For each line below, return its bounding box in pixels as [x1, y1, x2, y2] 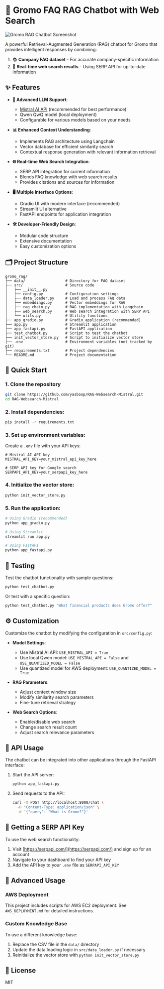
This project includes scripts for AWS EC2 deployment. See [5, 902, 127, 908]
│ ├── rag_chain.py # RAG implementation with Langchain [5, 304, 143, 309]
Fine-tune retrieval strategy [19, 699, 76, 705]
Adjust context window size [19, 689, 77, 695]
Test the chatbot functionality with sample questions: [5, 575, 114, 581]
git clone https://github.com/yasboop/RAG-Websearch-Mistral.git [5, 392, 143, 397]
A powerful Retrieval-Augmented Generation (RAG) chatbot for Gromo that [5, 41, 158, 47]
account [12, 851, 30, 857]
